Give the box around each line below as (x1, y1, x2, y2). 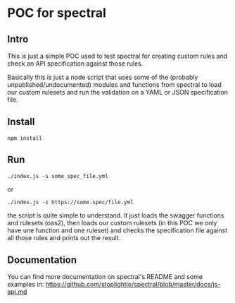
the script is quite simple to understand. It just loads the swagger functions (7, 210, 224, 220)
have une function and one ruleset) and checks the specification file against (7, 226, 227, 234)
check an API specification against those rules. (7, 59, 144, 68)
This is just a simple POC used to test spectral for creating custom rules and (7, 52, 228, 60)
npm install (7, 134, 42, 142)
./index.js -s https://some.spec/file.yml (7, 198, 134, 206)
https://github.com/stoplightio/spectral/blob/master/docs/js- (45, 280, 221, 289)
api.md (7, 287, 27, 296)
